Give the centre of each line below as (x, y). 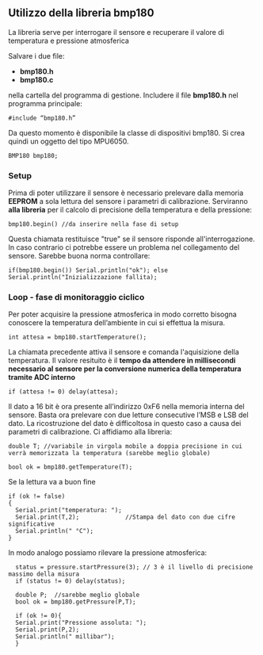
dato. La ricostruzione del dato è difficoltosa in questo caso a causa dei (125, 423)
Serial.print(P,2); (48, 630)
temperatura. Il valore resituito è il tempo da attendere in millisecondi (122, 361)
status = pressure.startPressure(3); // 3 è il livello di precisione (134, 567)
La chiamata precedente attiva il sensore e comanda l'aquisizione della (124, 352)
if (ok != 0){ (38, 616)
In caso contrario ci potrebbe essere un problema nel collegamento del (124, 247)
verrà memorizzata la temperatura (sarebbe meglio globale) (110, 454)
